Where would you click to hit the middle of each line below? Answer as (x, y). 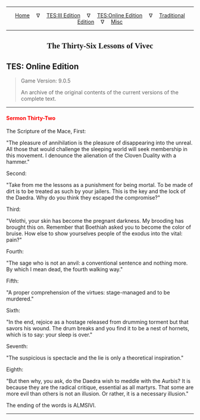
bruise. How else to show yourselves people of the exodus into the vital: (94, 234)
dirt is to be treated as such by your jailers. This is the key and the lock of (96, 191)
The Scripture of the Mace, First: (46, 131)
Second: (16, 173)
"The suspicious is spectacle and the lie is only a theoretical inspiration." (95, 358)
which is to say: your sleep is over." (49, 335)
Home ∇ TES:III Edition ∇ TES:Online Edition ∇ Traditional (100, 15)
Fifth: (12, 281)
